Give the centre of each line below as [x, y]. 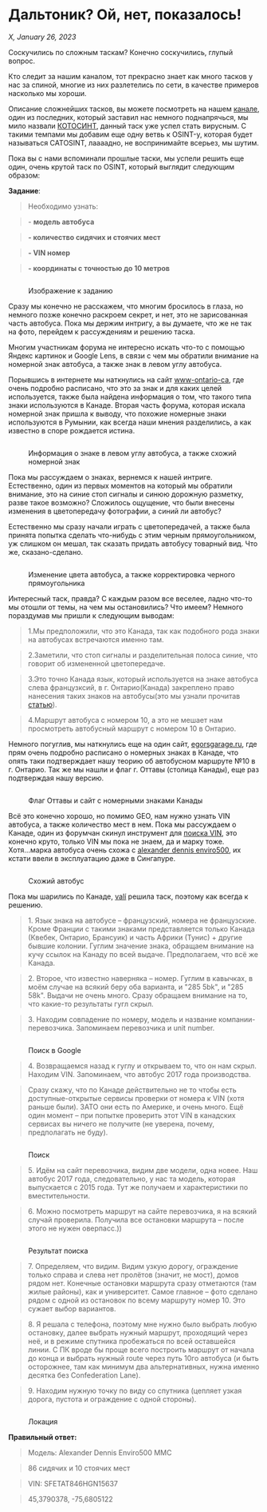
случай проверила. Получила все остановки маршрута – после [136, 1219]
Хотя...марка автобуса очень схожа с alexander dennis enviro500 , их [125, 850]
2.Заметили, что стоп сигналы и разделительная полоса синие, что [143, 655]
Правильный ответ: [43, 1437]
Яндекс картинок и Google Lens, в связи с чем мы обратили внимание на [133, 355]
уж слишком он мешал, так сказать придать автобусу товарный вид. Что [133, 543]
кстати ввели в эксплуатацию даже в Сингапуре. [92, 858]
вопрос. [22, 61]
